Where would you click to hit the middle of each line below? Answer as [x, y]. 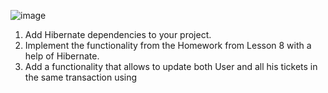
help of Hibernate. [62, 56]
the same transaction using [81, 77]
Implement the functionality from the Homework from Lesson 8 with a [168, 45]
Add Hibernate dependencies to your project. [118, 34]
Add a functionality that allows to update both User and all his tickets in [171, 66]
